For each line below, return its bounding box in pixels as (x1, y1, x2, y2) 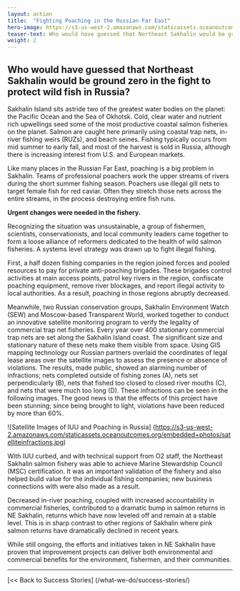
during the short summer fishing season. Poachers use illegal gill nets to (7, 179, 220, 188)
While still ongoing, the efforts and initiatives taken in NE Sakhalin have (7, 540, 216, 548)
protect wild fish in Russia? (7, 86, 131, 98)
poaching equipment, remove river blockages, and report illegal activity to (7, 281, 225, 290)
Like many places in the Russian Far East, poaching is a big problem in (7, 163, 214, 172)
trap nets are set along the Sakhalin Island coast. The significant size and (7, 333, 223, 341)
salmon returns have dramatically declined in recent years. (7, 526, 180, 535)
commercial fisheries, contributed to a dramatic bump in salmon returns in (7, 503, 226, 512)
